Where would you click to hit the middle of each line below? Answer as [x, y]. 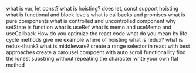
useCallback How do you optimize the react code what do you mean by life [97, 34]
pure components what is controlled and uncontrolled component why [91, 21]
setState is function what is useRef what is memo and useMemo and [89, 27]
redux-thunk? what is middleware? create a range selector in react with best [98, 46]
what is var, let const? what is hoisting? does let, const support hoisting [92, 9]
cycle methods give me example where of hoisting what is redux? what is [94, 40]
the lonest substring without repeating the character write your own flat [92, 59]
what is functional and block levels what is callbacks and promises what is [96, 15]
